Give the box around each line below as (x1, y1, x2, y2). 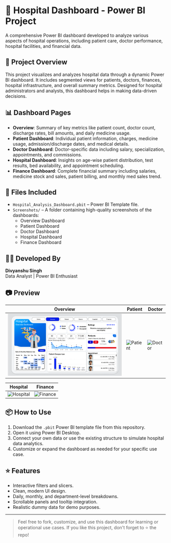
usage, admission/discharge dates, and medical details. (12, 141, 130, 147)
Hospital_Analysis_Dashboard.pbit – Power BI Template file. (12, 201, 139, 208)
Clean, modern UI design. (12, 488, 67, 494)
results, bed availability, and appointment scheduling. (12, 162, 125, 169)
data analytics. (12, 440, 44, 446)
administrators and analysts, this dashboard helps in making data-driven (5, 88, 157, 94)
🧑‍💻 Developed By (5, 254, 61, 263)
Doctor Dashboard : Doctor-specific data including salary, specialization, (12, 146, 165, 152)
